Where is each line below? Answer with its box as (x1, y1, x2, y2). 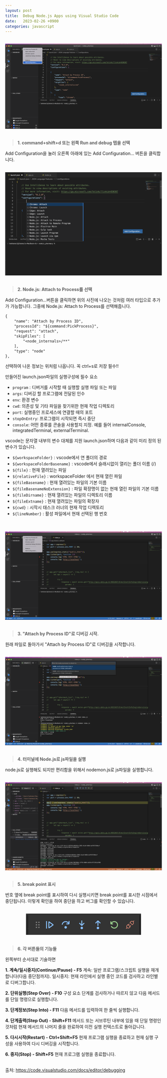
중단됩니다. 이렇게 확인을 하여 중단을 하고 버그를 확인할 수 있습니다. (5, 898, 135, 904)
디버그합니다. (10, 979, 36, 985)
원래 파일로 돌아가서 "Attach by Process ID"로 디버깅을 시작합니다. (5, 641, 136, 647)
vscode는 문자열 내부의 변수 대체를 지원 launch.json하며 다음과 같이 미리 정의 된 (5, 437, 162, 444)
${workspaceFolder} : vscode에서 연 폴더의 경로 (12, 454, 107, 460)
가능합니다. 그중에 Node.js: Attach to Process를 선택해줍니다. (10, 303, 132, 309)
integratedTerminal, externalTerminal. (12, 427, 89, 433)
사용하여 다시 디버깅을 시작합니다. (14, 1041, 80, 1047)
